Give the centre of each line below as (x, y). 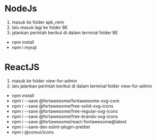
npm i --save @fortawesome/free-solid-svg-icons (63, 106)
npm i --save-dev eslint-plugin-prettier (51, 127)
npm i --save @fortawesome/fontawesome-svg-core (65, 101)
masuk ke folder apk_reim (38, 22)
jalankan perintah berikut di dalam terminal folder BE (65, 32)
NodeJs (21, 9)
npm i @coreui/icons (33, 132)
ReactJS (22, 67)
